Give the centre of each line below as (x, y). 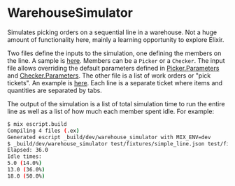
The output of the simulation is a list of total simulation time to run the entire (116, 103)
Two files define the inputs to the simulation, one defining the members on (114, 53)
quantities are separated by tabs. (55, 90)
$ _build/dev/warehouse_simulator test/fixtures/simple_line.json (106, 144)
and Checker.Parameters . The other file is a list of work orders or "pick (109, 76)
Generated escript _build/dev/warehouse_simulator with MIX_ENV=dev (109, 137)
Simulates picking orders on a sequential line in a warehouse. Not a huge (112, 32)
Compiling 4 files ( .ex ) (43, 131)
